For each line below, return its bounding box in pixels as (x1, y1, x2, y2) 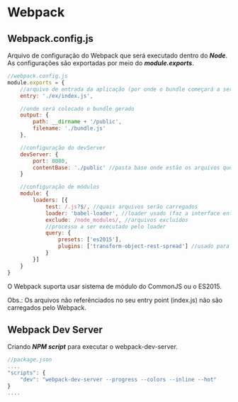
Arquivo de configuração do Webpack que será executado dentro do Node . (7, 51, 228, 60)
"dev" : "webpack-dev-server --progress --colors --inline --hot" (20, 376, 217, 383)
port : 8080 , (33, 157, 69, 164)
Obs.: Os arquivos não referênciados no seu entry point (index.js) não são (7, 296, 223, 304)
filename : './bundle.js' (33, 125, 106, 132)
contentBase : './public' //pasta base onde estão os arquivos (33, 164, 220, 171)
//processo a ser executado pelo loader (45, 223, 166, 230)
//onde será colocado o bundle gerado (20, 105, 135, 112)
